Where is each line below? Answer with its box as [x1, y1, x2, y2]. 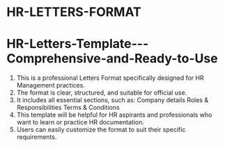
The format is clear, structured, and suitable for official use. [16, 88, 187, 97]
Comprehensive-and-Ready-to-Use [6, 51, 218, 67]
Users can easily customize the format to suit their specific [16, 126, 186, 134]
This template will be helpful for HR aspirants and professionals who [16, 110, 212, 119]
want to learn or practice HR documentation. [16, 118, 144, 126]
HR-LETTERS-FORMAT [6, 4, 142, 20]
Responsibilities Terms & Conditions [16, 104, 120, 112]
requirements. [16, 133, 57, 141]
